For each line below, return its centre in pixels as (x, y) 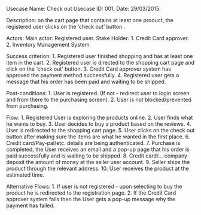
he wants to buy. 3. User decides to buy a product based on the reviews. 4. (99, 124)
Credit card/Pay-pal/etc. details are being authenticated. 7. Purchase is (93, 143)
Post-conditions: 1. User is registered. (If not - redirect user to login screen (98, 93)
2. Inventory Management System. (49, 45)
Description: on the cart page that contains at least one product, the (90, 20)
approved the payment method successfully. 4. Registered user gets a (93, 75)
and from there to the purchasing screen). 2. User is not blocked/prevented (99, 99)
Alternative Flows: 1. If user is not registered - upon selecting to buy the (94, 186)
